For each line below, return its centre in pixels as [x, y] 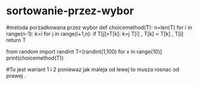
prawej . [16, 75]
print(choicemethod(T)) [35, 58]
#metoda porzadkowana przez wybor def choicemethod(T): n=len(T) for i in [99, 27]
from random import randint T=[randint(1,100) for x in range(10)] [84, 51]
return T [16, 40]
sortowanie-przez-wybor [70, 11]
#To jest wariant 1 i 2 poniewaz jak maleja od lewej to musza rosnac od [93, 69]
